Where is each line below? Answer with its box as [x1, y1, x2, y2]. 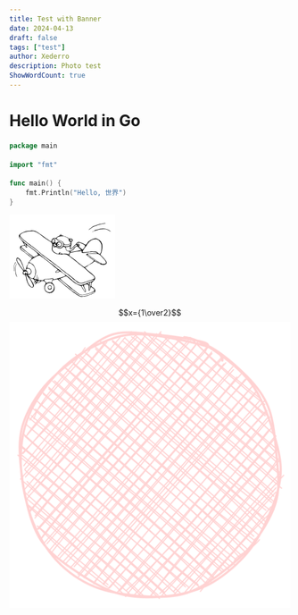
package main [9, 141, 58, 150]
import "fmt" [9, 160, 58, 169]
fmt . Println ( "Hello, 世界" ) [25, 189, 127, 198]
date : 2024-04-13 [9, 23, 74, 33]
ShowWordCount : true [9, 72, 87, 80]
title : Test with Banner [9, 14, 102, 23]
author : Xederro [9, 52, 70, 62]
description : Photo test [9, 62, 102, 71]
